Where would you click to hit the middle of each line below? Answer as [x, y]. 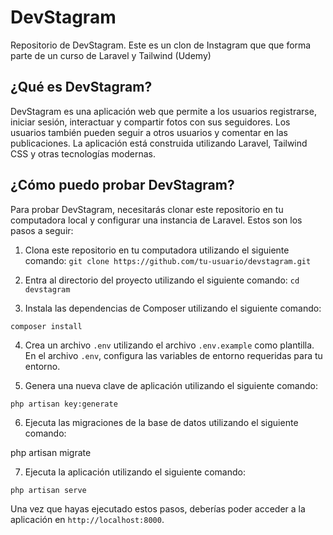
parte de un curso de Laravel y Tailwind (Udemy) [111, 55]
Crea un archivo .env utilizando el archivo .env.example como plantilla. [169, 345]
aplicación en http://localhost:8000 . [87, 519]
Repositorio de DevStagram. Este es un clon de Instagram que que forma [161, 45]
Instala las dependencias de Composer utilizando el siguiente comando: [173, 308]
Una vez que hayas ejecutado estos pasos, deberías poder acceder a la [158, 508]
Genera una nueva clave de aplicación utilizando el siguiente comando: [171, 385]
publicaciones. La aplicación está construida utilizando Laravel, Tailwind [159, 143]
